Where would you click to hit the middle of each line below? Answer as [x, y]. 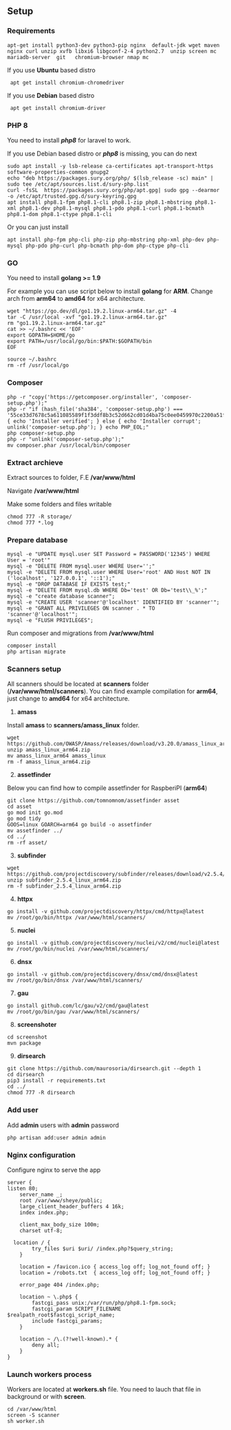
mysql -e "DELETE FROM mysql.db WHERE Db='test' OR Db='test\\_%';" [107, 590]
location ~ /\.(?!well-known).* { [69, 1339]
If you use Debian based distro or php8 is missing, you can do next [102, 153]
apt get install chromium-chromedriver [67, 83]
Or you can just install [38, 227]
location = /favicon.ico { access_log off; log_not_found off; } [115, 1267]
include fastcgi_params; [67, 1321]
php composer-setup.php [41, 433]
